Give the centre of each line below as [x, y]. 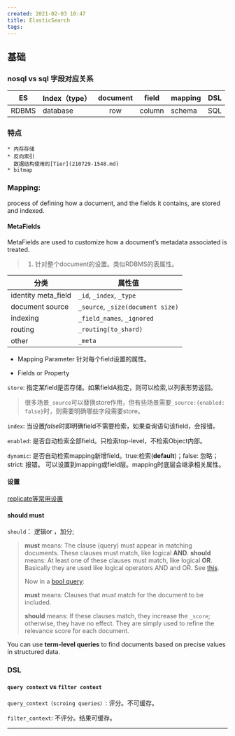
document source [40, 307]
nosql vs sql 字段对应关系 [50, 78]
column [152, 111]
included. [38, 602]
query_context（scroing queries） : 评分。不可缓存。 [83, 703]
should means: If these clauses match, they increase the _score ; [117, 616]
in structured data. [34, 652]
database [58, 111]
